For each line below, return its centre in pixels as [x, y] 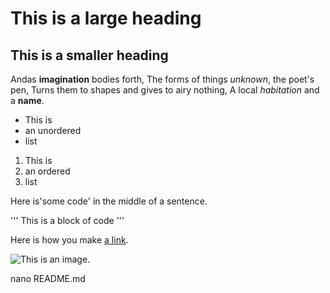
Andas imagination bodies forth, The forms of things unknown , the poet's [162, 79]
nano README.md [48, 278]
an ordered [47, 171]
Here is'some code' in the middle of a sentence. [109, 201]
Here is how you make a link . [69, 240]
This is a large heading [106, 18]
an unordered [53, 130]
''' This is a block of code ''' [67, 220]
